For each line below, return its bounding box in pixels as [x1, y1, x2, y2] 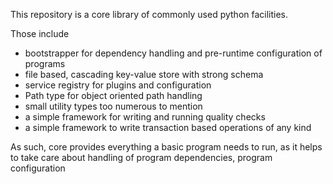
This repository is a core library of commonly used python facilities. [10, 9, 289, 20]
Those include [10, 28, 70, 39]
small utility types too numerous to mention [24, 100, 203, 112]
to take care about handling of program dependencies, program [10, 152, 273, 163]
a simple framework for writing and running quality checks [24, 111, 266, 123]
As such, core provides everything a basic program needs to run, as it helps [10, 141, 323, 153]
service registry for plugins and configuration [24, 79, 212, 91]
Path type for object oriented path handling [24, 90, 203, 101]
